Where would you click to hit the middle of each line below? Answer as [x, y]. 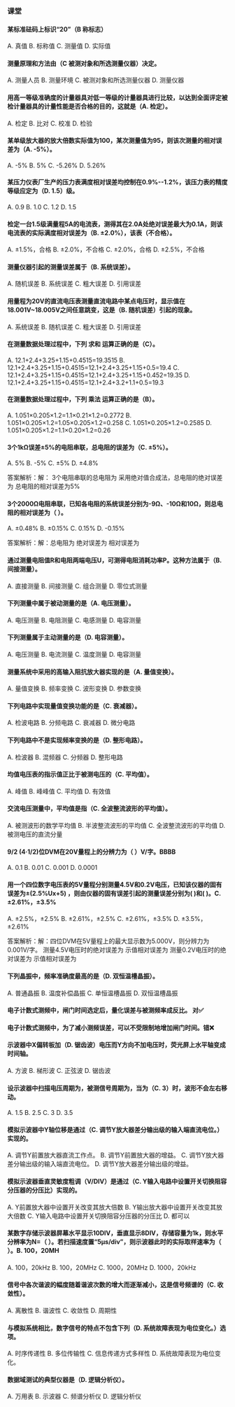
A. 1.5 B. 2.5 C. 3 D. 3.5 [40, 1113]
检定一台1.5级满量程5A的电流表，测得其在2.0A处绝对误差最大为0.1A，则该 [115, 224]
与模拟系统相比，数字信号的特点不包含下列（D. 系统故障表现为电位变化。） [114, 1328]
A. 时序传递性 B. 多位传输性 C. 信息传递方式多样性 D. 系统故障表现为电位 [111, 1354]
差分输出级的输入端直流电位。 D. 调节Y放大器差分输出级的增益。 [100, 1164]
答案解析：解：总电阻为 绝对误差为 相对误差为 [73, 543]
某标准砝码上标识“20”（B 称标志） [57, 29]
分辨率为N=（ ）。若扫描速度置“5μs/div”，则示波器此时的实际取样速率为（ [114, 1242]
